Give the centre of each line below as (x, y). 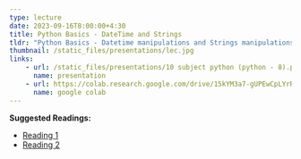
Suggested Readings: (50, 118)
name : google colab (69, 92)
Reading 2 (41, 145)
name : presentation (69, 76)
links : (21, 59)
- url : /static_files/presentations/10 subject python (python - (150, 68)
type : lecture (36, 17)
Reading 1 (40, 135)
